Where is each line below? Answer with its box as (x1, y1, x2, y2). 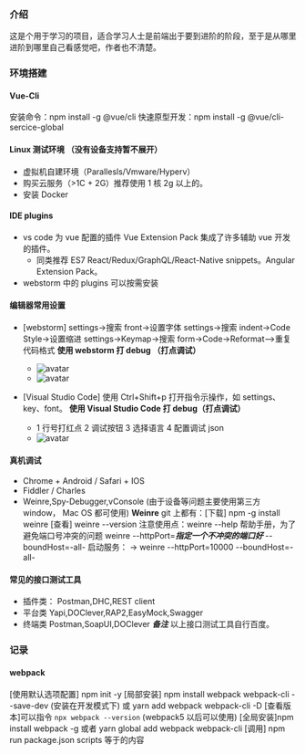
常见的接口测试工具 (9, 573, 82, 585)
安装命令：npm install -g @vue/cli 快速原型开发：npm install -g (9, 111, 246, 122)
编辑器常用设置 (9, 299, 66, 311)
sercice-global (9, 121, 64, 133)
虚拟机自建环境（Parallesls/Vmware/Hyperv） (22, 166, 196, 177)
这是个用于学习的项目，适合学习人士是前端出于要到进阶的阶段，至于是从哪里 (9, 30, 297, 42)
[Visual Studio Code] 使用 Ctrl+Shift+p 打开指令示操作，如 (22, 392, 241, 403)
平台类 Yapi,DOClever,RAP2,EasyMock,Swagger (22, 607, 204, 618)
